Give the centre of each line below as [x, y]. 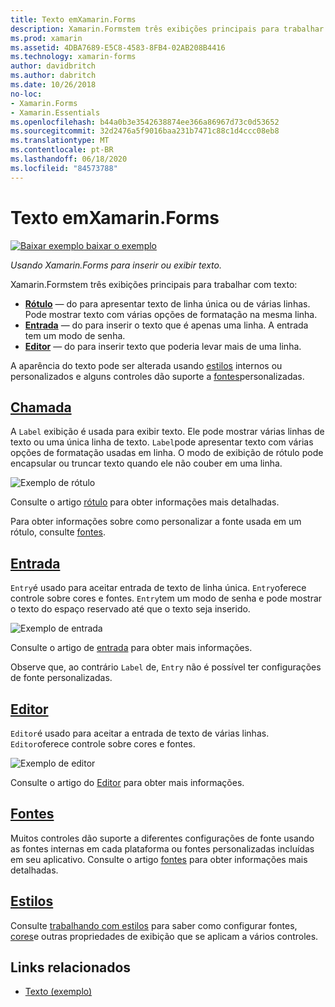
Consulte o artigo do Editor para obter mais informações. [127, 782]
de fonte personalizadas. [61, 678]
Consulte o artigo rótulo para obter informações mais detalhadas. [145, 502]
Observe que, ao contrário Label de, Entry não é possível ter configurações [166, 667]
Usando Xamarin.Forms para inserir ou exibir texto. [116, 265]
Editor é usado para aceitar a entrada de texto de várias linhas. [140, 733]
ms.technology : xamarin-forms [73, 57]
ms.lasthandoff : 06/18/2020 [69, 159]
